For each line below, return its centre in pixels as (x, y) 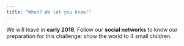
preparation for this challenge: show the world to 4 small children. (89, 36)
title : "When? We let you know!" (49, 12)
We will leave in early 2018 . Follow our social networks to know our (92, 29)
